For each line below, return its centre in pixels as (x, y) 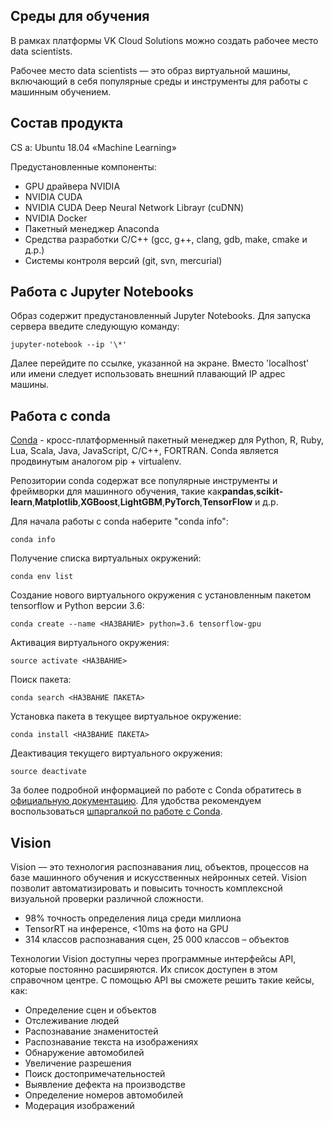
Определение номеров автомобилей (103, 1095)
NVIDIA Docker (56, 218)
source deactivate (48, 772)
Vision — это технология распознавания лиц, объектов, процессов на (160, 867)
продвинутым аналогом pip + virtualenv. (96, 461)
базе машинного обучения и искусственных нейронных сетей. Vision (158, 878)
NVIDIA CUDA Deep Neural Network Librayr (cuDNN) (134, 207)
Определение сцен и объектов (90, 1010)
